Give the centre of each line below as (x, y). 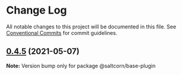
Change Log (36, 10)
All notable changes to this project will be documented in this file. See (91, 27)
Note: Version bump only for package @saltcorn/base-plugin (81, 66)
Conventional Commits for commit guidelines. (62, 32)
